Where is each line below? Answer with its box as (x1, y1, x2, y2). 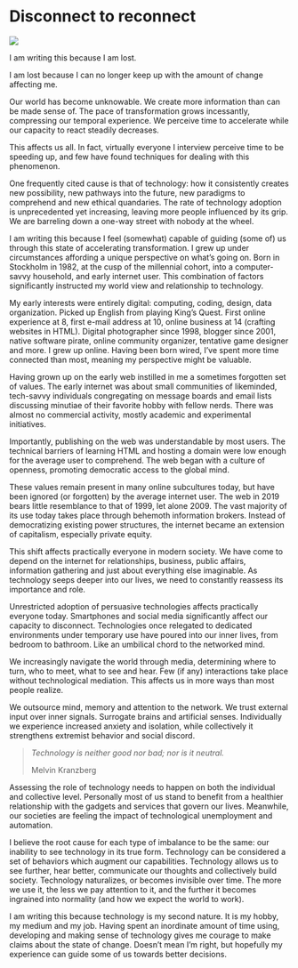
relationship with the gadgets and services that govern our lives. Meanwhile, (9, 801, 289, 811)
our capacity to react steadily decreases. (9, 125, 160, 135)
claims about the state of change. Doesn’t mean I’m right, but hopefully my (9, 939, 283, 949)
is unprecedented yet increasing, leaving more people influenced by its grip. (9, 206, 289, 217)
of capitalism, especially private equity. (9, 528, 153, 539)
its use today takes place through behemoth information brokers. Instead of (9, 510, 286, 520)
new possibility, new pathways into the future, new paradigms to (9, 187, 246, 198)
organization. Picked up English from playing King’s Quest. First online (9, 307, 266, 318)
